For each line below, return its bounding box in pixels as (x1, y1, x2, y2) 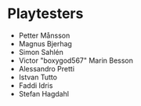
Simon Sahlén (18, 47, 63, 57)
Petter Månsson (18, 31, 70, 40)
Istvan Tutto (18, 72, 58, 82)
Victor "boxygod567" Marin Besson (18, 56, 134, 65)
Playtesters (7, 5, 84, 23)
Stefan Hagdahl (18, 89, 70, 98)
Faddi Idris (18, 80, 53, 90)
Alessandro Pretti (18, 64, 75, 73)
